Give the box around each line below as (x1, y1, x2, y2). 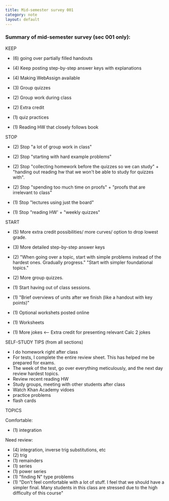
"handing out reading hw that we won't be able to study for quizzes (12, 169, 154, 175)
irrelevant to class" (12, 189, 52, 196)
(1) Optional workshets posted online (12, 309, 90, 316)
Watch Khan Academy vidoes (12, 387, 75, 393)
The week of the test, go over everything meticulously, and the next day (12, 365, 163, 371)
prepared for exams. (12, 359, 56, 366)
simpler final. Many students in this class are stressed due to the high (12, 484, 158, 490)
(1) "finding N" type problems (12, 474, 74, 480)
